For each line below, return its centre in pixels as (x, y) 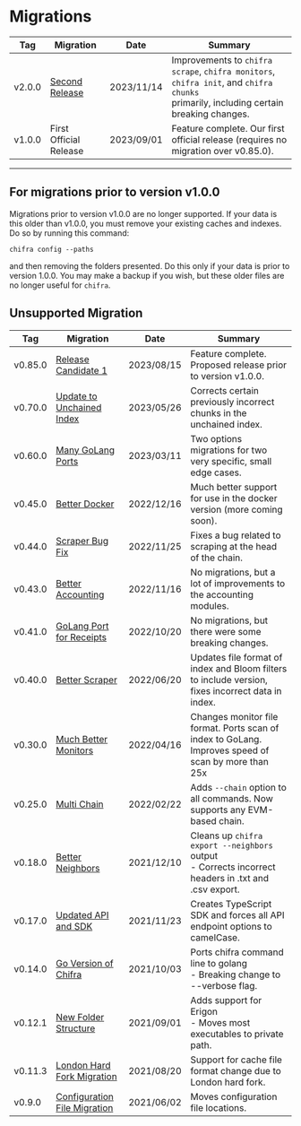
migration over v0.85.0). (223, 151)
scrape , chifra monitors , (224, 71)
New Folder (80, 1017)
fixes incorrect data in (236, 690)
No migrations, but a (233, 572)
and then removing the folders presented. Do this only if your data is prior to (150, 265)
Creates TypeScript (231, 904)
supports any (218, 810)
